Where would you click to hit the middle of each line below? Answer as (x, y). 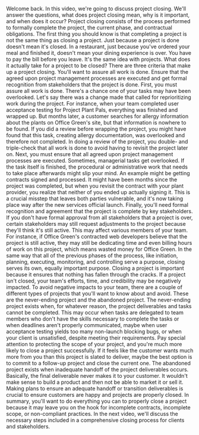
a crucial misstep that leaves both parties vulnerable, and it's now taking (95, 198)
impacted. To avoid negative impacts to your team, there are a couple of (94, 287)
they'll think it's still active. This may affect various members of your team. (97, 230)
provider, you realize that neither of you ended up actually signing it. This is (98, 192)
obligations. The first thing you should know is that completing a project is (97, 34)
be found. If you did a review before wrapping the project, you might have (96, 129)
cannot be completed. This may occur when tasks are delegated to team (95, 313)
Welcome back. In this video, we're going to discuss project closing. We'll (96, 9)
